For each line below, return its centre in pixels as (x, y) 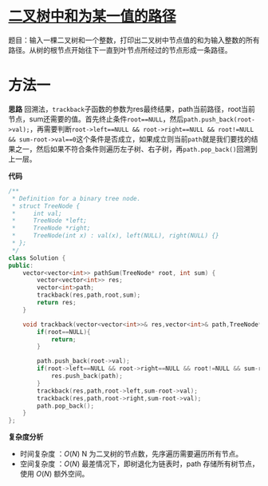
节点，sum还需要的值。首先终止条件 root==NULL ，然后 (96, 119)
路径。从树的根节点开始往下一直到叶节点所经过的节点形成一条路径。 (120, 50)
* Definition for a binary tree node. (76, 198)
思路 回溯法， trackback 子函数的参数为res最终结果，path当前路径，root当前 (132, 109)
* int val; (37, 213)
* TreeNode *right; (51, 229)
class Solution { (37, 258)
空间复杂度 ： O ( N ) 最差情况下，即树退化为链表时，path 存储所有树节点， (139, 464)
